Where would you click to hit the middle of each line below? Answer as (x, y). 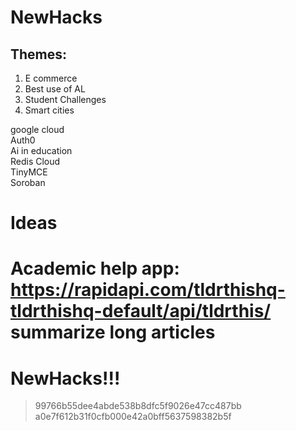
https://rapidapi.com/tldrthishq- (148, 290)
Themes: (39, 54)
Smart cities (49, 110)
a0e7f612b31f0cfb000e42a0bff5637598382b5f (133, 417)
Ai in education (41, 150)
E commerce (51, 78)
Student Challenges (65, 99)
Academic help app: (95, 268)
